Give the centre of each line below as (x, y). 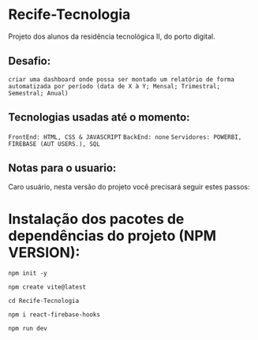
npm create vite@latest (47, 287)
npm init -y (28, 274)
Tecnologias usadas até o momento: (99, 117)
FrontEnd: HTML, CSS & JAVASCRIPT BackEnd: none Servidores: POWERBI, (125, 137)
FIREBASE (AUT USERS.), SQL (54, 144)
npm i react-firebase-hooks (54, 315)
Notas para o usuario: (62, 168)
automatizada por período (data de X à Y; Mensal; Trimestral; (114, 86)
